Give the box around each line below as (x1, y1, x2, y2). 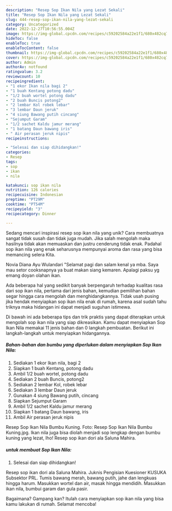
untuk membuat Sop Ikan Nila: (6, 447, 72, 453)
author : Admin (6, 60, 36, 65)
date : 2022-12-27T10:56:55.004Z (6, 27, 75, 32)
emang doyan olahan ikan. (6, 272, 61, 278)
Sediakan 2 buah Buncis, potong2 (13, 376, 85, 382)
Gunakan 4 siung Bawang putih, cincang (13, 392, 99, 399)
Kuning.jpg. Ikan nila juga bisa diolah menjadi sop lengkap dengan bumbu (6, 430, 160, 436)
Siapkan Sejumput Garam (13, 398, 67, 404)
